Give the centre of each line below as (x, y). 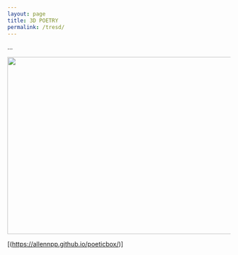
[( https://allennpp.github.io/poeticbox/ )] (66, 244)
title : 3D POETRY (33, 21)
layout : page (27, 14)
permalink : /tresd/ (36, 27)
